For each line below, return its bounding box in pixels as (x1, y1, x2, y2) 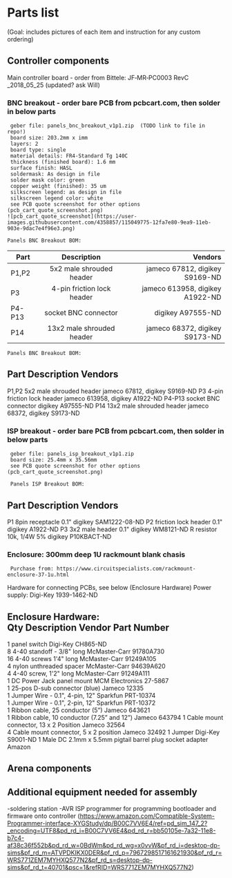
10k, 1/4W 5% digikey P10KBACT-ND (7, 532, 112, 540)
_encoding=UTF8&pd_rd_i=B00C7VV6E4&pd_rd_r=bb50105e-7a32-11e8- (7, 827, 216, 835)
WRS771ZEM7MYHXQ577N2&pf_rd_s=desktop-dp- (7, 856, 153, 864)
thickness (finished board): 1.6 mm (10, 159, 116, 166)
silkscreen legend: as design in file (10, 189, 122, 196)
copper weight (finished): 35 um (10, 183, 107, 190)
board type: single (10, 146, 67, 153)
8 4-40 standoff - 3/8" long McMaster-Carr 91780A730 (7, 647, 165, 656)
